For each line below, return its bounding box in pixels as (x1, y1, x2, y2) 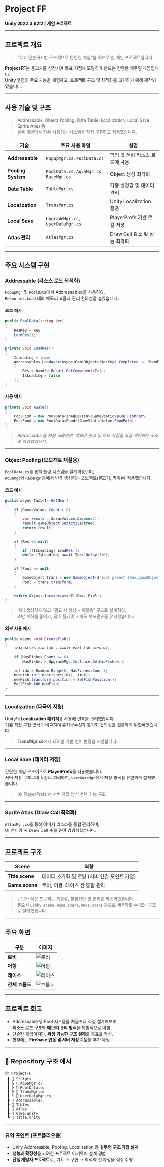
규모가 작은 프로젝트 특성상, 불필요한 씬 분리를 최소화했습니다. (17, 895, 135, 901)
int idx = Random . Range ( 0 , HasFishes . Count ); (14, 668, 108, 673)
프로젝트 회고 (5, 1005, 42, 1013)
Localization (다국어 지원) (5, 703, 64, 710)
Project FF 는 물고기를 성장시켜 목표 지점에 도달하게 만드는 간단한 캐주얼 (5, 65, 142, 71)
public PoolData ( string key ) (5, 319, 64, 324)
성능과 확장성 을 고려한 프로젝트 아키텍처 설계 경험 (12, 1150, 106, 1156)
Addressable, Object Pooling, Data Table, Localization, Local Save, (17, 117, 151, 123)
